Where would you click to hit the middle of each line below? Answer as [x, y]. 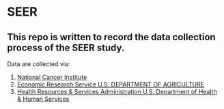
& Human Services [43, 99]
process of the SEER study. [66, 47]
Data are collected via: [39, 64]
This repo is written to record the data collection [112, 37]
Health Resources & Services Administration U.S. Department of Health [117, 92]
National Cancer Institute [52, 77]
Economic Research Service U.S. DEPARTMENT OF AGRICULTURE [111, 84]
